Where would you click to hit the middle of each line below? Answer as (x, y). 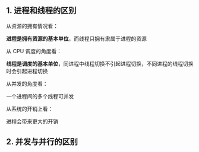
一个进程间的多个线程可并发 (40, 96)
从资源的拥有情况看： (32, 26)
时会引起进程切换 (27, 71)
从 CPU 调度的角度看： (34, 51)
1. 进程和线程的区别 (41, 11)
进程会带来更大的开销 (32, 121)
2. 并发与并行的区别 (42, 142)
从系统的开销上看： (30, 109)
